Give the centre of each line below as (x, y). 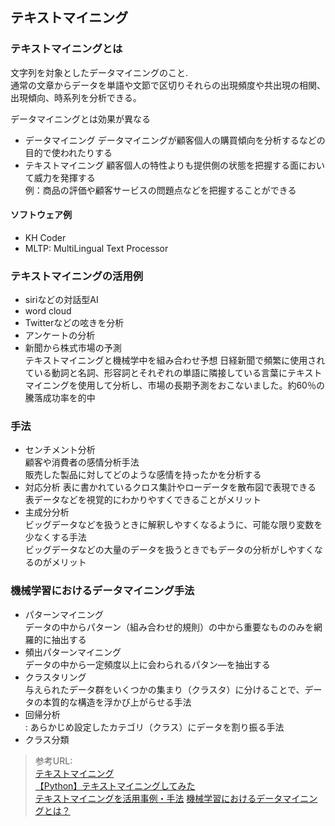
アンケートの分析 (60, 335)
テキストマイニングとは (66, 49)
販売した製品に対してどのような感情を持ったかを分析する (143, 475)
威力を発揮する (64, 177)
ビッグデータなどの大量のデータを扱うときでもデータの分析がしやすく (169, 550)
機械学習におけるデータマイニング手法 (102, 591)
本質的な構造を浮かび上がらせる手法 (117, 702)
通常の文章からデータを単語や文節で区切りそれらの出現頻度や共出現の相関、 (168, 85)
